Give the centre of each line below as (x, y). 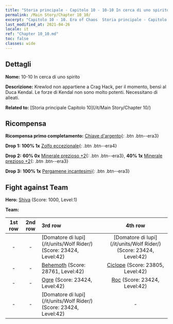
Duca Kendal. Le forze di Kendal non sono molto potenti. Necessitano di (82, 92)
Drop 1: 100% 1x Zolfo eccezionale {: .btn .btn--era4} (61, 146)
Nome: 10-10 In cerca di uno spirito (43, 77)
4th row (136, 225)
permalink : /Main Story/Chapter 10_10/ (48, 15)
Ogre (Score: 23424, (67, 280)
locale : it (17, 29)
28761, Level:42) (63, 272)
